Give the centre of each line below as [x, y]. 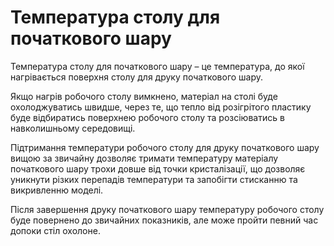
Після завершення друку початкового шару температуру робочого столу [167, 209]
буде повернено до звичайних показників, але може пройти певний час [164, 220]
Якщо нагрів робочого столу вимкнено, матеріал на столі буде [144, 96]
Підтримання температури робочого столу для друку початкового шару [165, 147]
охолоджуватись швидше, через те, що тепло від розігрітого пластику [161, 107]
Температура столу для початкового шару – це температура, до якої [157, 66]
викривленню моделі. [57, 190]
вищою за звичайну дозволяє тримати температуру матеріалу [144, 158]
